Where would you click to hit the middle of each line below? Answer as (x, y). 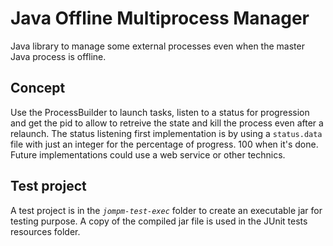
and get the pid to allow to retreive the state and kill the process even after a (167, 123)
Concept (38, 88)
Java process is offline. (58, 56)
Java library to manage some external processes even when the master (157, 46)
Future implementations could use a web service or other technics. (148, 154)
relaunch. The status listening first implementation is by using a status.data (166, 133)
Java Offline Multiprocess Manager (160, 18)
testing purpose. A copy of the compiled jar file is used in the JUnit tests (159, 221)
